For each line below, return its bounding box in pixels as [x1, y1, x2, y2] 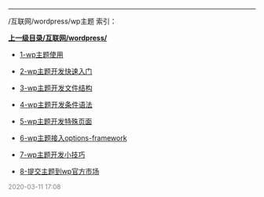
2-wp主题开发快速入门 [19, 67, 93, 75]
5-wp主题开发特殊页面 [19, 117, 93, 126]
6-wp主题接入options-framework [19, 133, 127, 142]
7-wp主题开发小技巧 [19, 150, 86, 159]
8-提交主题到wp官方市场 [19, 166, 100, 176]
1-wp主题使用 [19, 50, 64, 59]
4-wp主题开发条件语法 [19, 100, 93, 109]
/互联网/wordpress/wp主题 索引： [8, 16, 117, 26]
